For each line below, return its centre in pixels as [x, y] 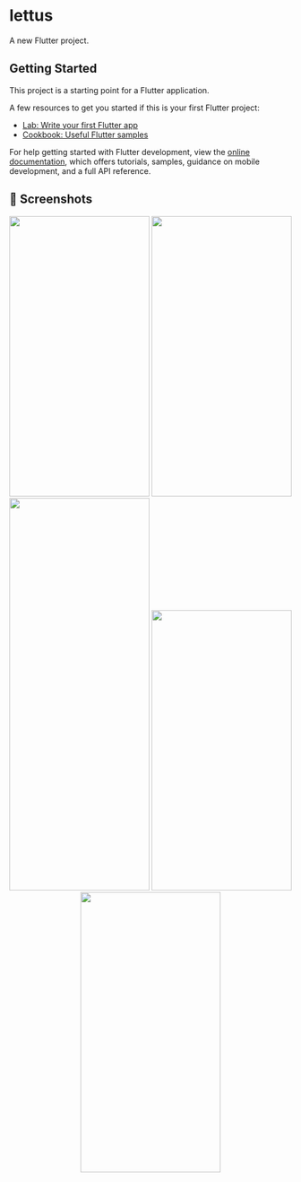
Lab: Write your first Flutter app [80, 125]
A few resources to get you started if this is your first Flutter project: [134, 108]
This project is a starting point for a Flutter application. [109, 90]
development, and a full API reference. [80, 170]
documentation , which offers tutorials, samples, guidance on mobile [134, 161]
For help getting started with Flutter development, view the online [130, 152]
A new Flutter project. [49, 40]
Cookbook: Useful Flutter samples [85, 135]
